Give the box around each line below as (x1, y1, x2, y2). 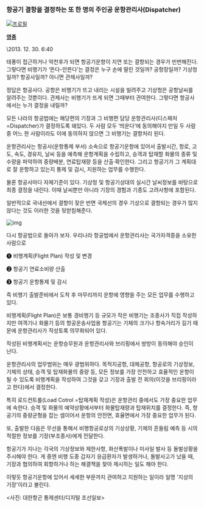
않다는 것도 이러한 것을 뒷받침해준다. (6, 207, 93, 214)
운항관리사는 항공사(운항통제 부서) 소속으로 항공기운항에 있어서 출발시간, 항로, (6, 143, 191, 150)
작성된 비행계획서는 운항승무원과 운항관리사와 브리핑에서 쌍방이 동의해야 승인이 (6, 340, 194, 347)
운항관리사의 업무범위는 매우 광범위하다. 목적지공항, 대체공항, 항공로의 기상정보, (6, 361, 195, 368)
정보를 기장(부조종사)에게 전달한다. (22, 432, 105, 440)
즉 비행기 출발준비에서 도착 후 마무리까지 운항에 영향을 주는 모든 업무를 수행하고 (6, 291, 195, 298)
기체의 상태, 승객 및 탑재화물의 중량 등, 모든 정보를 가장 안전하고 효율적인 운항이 (6, 368, 195, 376)
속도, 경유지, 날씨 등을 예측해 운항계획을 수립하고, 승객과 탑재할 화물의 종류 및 (14, 151, 198, 158)
